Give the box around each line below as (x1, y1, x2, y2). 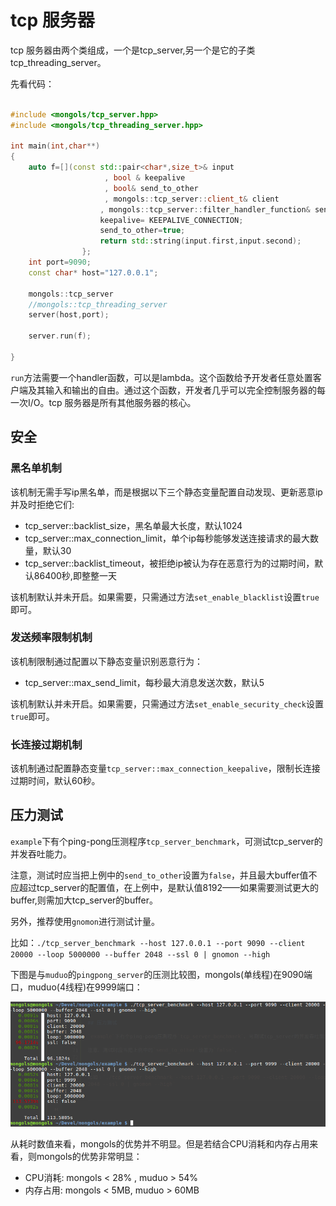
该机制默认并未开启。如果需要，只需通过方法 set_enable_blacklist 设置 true (10, 591, 320, 603)
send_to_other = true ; (99, 226, 186, 236)
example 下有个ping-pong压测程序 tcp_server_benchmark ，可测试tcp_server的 (10, 835, 323, 847)
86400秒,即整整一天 (33, 569, 117, 581)
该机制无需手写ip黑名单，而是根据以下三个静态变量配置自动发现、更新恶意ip (10, 486, 323, 498)
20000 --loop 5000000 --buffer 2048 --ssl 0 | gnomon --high (10, 949, 271, 960)
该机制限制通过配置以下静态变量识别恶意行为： (10, 655, 203, 667)
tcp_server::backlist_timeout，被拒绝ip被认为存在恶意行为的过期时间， (24, 557, 315, 569)
